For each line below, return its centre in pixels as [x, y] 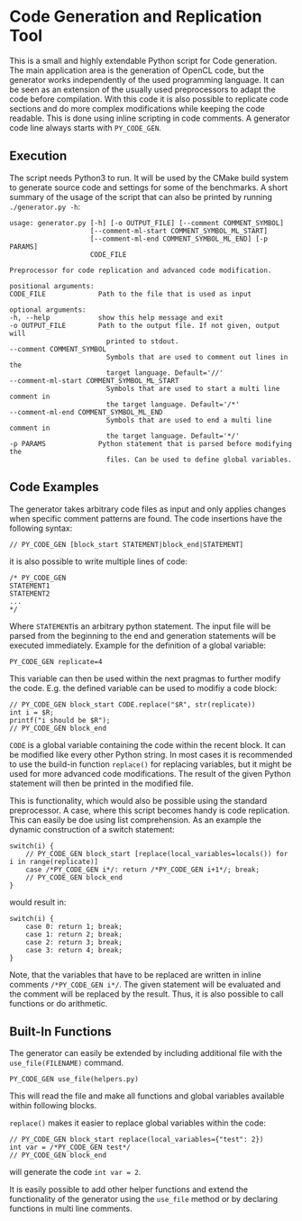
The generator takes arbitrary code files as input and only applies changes [148, 509]
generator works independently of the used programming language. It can [147, 79]
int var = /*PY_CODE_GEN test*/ [70, 1148]
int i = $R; [32, 712]
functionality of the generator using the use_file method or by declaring [144, 1199]
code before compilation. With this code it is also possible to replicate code [149, 99]
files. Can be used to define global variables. [199, 460]
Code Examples [54, 487]
